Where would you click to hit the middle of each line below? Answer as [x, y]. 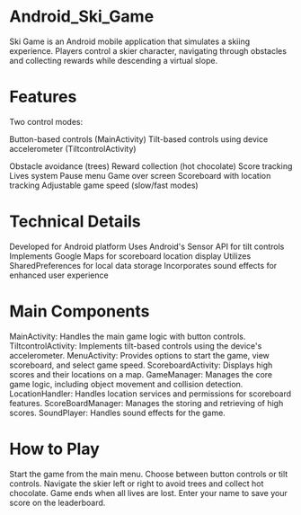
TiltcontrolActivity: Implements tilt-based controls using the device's [136, 346]
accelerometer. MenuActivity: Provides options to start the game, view [139, 355]
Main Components [80, 311]
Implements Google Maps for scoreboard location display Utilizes [130, 256]
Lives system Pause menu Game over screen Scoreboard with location [140, 175]
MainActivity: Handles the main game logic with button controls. [128, 336]
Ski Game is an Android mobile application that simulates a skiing [130, 41]
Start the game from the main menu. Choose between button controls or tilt [149, 474]
